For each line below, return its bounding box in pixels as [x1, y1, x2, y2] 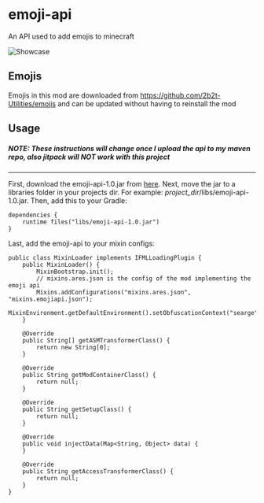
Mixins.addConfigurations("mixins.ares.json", [36, 289, 192, 297]
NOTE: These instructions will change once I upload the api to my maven [8, 143, 251, 153]
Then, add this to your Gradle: [30, 196, 127, 205]
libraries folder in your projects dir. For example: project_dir [8, 187, 200, 198]
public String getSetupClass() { [22, 405, 132, 414]
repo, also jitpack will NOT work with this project [8, 152, 170, 161]
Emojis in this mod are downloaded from [8, 91, 139, 100]
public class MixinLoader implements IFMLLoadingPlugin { [8, 254, 202, 262]
